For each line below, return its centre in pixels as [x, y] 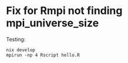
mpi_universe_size [53, 23]
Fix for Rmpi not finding [64, 11]
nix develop [21, 50]
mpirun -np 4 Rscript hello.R [43, 55]
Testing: [16, 39]
